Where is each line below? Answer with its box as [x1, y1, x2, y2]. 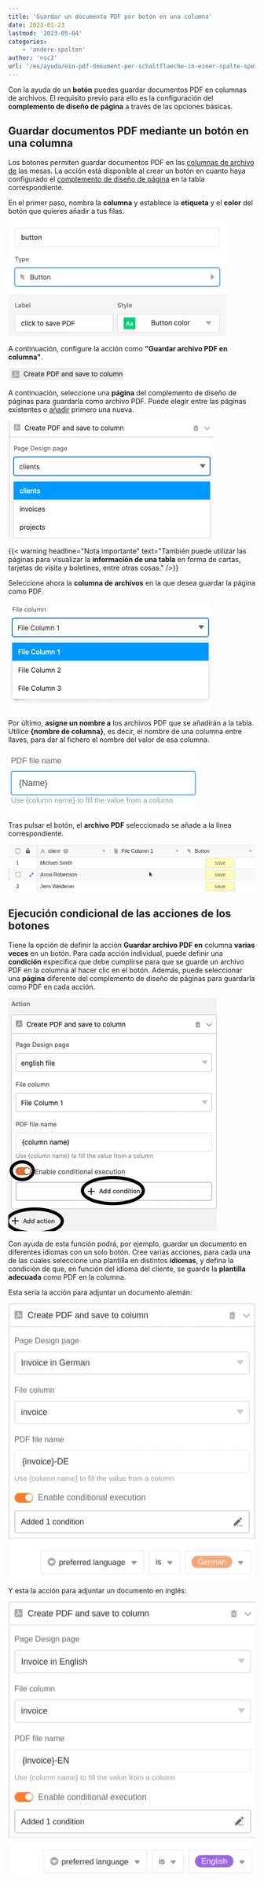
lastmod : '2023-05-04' [8, 29, 82, 37]
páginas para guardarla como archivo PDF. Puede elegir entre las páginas [8, 396, 247, 406]
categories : [8, 38, 47, 46]
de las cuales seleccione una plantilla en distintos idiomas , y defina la [8, 1255, 234, 1265]
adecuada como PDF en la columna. [8, 1272, 126, 1281]
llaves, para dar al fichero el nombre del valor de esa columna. [8, 735, 210, 744]
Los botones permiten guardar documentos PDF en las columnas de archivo [8, 157, 255, 167]
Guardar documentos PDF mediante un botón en [8, 124, 249, 138]
